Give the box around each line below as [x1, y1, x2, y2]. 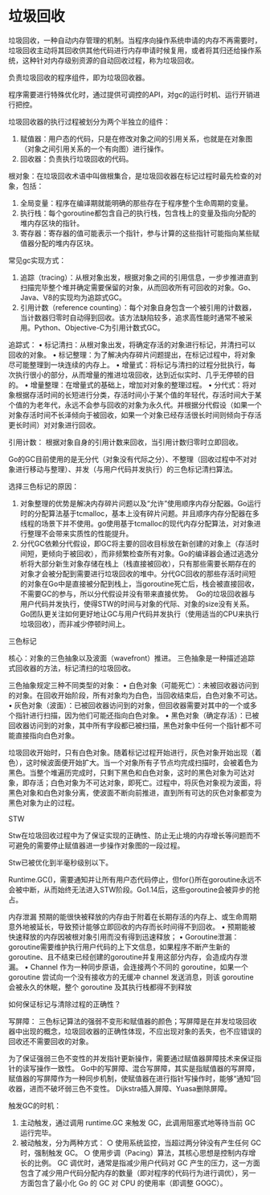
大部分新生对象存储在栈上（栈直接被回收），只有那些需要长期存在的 [34, 559, 256, 568]
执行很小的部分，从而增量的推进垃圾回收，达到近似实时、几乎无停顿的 [14, 370, 247, 379]
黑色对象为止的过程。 [8, 797, 79, 808]
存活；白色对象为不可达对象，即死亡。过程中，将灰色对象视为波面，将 [29, 777, 262, 788]
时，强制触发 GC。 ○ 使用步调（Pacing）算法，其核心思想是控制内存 [19, 1148, 249, 1157]
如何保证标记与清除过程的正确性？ [8, 999, 121, 1009]
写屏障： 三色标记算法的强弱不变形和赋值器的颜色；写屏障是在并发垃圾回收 [8, 1016, 257, 1025]
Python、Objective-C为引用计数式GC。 [34, 322, 165, 332]
